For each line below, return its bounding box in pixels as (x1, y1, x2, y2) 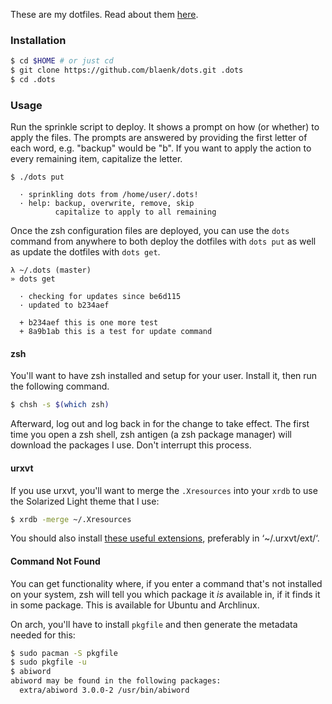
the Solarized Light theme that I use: (10, 495, 160, 507)
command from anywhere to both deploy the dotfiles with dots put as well (10, 235, 317, 248)
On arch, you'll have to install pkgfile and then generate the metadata (10, 618, 298, 630)
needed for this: (10, 629, 76, 641)
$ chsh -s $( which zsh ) (10, 400, 110, 410)
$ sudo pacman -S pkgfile (10, 648, 118, 658)
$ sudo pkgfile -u (10, 657, 87, 668)
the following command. (10, 380, 110, 393)
